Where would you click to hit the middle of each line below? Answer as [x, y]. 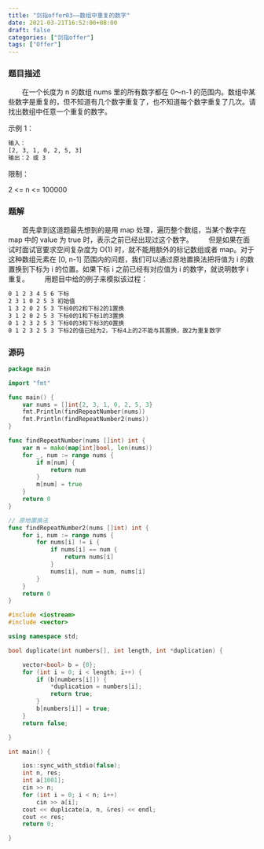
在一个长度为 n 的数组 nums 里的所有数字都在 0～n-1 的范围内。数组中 [135, 92]
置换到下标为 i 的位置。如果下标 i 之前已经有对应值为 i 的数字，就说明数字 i [128, 269]
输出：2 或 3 [27, 158]
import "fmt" [29, 383]
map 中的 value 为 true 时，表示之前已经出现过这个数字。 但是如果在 [126, 240]
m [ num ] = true [59, 485]
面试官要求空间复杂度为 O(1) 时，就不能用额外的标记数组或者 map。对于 [138, 250]
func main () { [31, 397]
